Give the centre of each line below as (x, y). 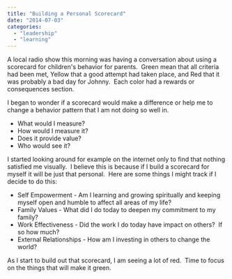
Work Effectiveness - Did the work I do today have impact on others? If (120, 225)
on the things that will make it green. (59, 268)
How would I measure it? (53, 131)
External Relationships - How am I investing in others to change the (114, 240)
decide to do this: (32, 181)
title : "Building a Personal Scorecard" (67, 14)
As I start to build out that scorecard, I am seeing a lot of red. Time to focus (116, 261)
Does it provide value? (49, 138)
